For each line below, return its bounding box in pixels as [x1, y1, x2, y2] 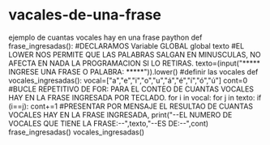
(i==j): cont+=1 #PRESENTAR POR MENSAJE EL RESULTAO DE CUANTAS [8, 101, 254, 111]
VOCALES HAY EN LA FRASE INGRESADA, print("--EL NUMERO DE [8, 109, 233, 119]
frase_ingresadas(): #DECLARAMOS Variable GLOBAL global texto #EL [8, 41, 245, 50]
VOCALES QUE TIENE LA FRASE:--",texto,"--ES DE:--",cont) [8, 118, 209, 128]
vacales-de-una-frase [8, 6, 162, 24]
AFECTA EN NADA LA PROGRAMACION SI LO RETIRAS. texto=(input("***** [8, 58, 261, 68]
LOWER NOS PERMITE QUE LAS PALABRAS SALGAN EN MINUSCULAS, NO [8, 49, 261, 59]
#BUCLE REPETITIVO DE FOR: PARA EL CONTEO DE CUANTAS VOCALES [8, 83, 254, 94]
